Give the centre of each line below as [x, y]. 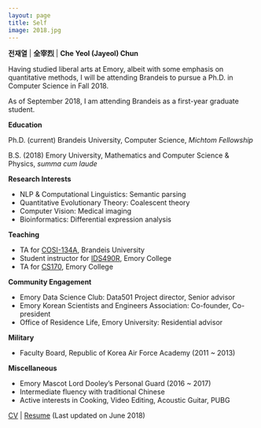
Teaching [24, 235]
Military [21, 338]
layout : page [29, 15]
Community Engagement [50, 282]
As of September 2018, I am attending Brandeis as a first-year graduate [124, 101]
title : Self [28, 23]
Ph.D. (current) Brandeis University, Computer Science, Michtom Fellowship [131, 140]
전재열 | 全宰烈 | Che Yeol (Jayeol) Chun [74, 54]
